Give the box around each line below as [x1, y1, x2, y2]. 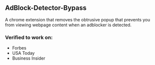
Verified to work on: [5, 34, 53, 41]
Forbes [12, 45, 27, 51]
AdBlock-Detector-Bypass [5, 4, 86, 12]
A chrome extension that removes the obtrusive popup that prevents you [5, 16, 151, 22]
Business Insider [12, 55, 45, 61]
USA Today [12, 50, 35, 56]
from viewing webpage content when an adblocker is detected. [5, 22, 132, 28]
